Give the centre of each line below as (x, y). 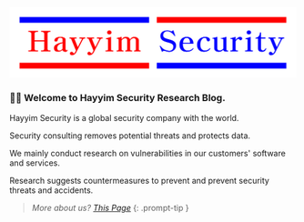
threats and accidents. (51, 190)
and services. (35, 163)
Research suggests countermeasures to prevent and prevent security (140, 180)
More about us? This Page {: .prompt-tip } (110, 207)
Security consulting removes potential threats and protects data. (130, 136)
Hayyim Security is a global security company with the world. (124, 117)
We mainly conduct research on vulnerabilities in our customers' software (148, 153)
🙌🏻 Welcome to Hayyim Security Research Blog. (117, 98)
